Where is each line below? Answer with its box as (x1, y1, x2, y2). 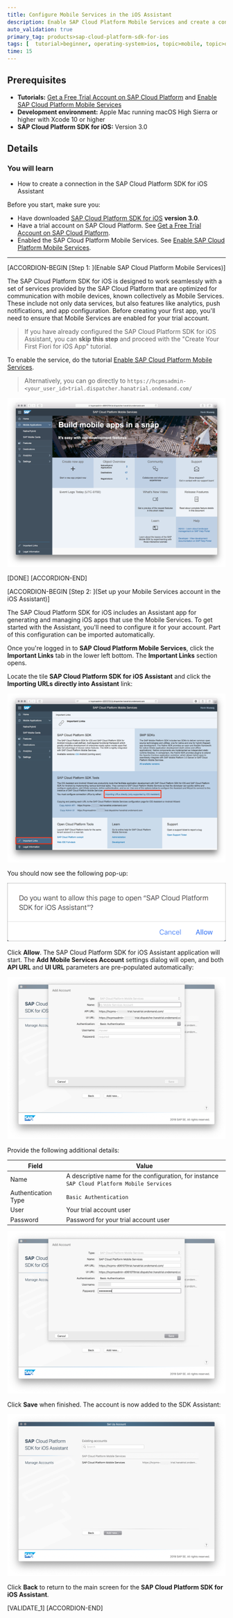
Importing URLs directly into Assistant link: (7, 679, 133, 688)
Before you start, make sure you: (7, 200, 101, 209)
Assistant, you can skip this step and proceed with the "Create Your (24, 335, 220, 343)
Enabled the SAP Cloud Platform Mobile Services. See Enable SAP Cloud (17, 236, 225, 244)
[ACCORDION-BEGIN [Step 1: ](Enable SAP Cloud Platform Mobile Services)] (7, 263, 226, 271)
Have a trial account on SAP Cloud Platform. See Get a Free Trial (17, 221, 202, 230)
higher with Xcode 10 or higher (17, 115, 105, 123)
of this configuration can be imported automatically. (7, 630, 155, 639)
